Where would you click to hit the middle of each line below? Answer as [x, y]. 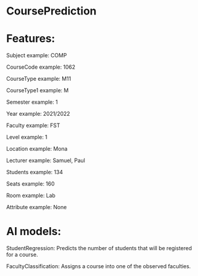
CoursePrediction [51, 11]
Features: [31, 39]
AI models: [34, 232]
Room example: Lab [31, 196]
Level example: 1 [27, 137]
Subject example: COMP [37, 55]
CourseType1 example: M [37, 90]
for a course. [22, 255]
